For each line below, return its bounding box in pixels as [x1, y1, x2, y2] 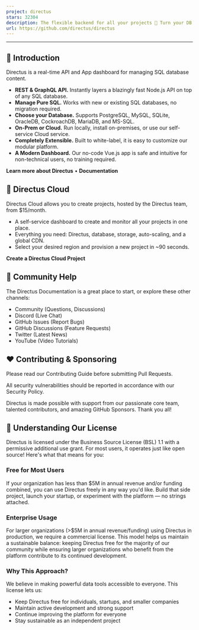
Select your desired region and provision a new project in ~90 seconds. [14, 243, 190, 250]
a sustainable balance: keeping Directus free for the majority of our [6, 539, 170, 546]
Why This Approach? [6, 566, 68, 575]
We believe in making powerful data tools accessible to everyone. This [6, 580, 178, 588]
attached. [6, 498, 30, 505]
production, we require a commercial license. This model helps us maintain [6, 533, 189, 540]
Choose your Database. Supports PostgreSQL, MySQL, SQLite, [14, 112, 170, 119]
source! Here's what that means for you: [6, 451, 105, 458]
